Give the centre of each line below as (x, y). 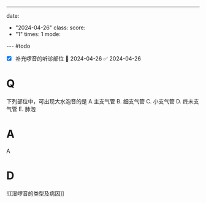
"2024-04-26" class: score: (50, 28)
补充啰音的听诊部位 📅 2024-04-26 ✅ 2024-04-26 (78, 58)
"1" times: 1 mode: (38, 34)
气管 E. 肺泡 (21, 109)
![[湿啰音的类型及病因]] (35, 193)
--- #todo (18, 46)
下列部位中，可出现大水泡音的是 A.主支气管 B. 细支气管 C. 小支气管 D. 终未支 (103, 101)
